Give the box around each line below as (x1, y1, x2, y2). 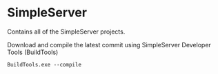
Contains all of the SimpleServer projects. (7, 27, 126, 36)
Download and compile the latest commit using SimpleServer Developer (7, 40, 212, 49)
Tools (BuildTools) (7, 48, 59, 56)
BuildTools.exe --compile (7, 61, 81, 68)
